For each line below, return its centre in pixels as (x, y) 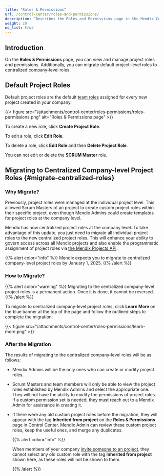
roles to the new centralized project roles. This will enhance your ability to (79, 238)
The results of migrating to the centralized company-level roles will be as (78, 355)
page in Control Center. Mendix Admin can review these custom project (84, 425)
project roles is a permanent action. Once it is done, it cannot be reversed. (80, 291)
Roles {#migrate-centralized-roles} (60, 178)
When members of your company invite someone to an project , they (81, 449)
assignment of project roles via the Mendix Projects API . (61, 248)
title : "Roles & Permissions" (36, 10)
